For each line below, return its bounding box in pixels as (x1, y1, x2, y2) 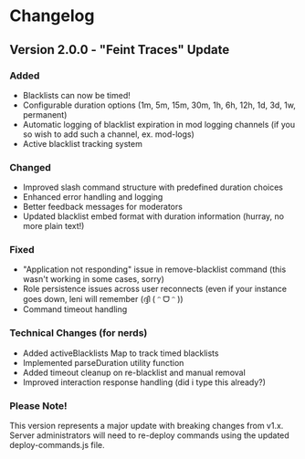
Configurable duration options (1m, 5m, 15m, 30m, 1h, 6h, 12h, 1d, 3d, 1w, (22, 99, 297, 110)
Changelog (9, 5, 95, 26)
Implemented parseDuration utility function (22, 357, 184, 368)
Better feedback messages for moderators (22, 202, 183, 213)
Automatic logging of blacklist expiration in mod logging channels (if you (22, 119, 295, 130)
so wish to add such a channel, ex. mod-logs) (22, 129, 195, 140)
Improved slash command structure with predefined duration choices (22, 182, 283, 193)
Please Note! (9, 399, 68, 412)
